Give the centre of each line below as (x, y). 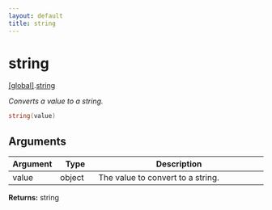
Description (179, 164)
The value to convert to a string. (159, 178)
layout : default (36, 16)
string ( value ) (32, 116)
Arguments (38, 141)
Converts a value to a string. (56, 101)
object (72, 178)
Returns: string (34, 198)
